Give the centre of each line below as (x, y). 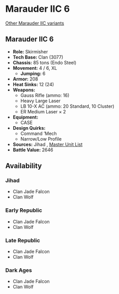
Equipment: (25, 117)
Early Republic (24, 210)
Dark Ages (19, 270)
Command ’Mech (39, 133)
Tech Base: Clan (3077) (38, 57)
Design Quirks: (29, 128)
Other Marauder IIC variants (35, 23)
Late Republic (23, 240)
